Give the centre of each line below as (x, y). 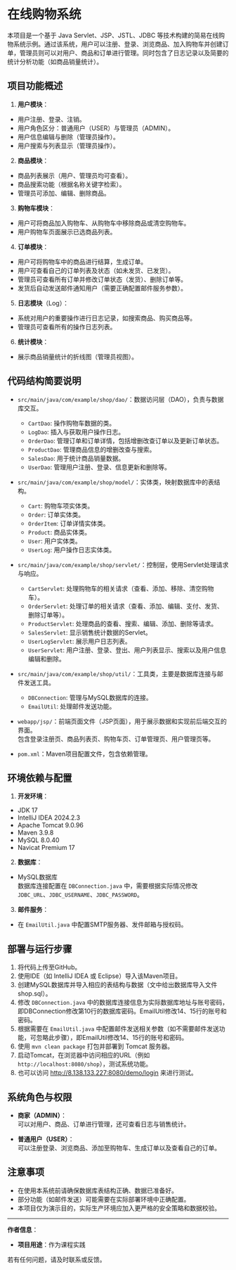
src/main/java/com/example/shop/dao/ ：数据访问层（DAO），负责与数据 (120, 399)
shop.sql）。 (34, 993)
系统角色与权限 (40, 1097)
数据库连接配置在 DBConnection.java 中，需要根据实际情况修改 (107, 886)
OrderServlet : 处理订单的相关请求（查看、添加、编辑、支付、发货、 (125, 606)
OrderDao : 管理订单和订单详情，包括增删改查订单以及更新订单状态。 (125, 440)
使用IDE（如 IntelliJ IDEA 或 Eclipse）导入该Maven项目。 (99, 976)
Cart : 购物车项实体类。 (61, 506)
